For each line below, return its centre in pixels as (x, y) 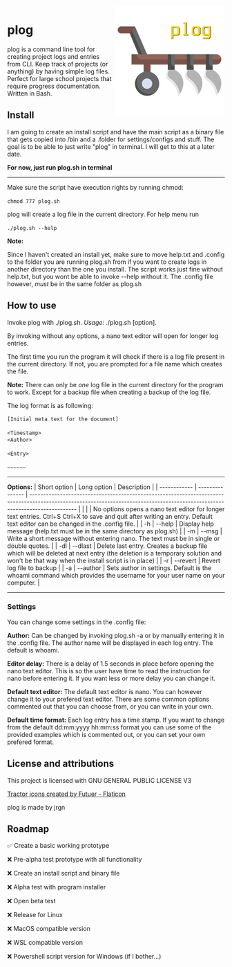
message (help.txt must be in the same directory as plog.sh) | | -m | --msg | (115, 531)
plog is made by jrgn (36, 807)
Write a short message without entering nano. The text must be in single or (114, 538)
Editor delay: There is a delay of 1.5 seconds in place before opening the (110, 664)
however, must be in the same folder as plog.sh (75, 284)
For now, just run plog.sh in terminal (60, 167)
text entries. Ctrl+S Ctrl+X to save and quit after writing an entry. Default (110, 516)
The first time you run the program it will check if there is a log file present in (116, 356)
